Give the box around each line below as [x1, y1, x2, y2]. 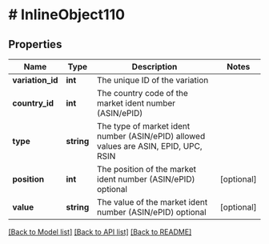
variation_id [12, 74, 58, 86]
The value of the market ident [97, 197, 208, 207]
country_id [12, 98, 54, 109]
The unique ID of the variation [97, 74, 209, 86]
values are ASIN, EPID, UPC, [97, 141, 203, 151]
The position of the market [97, 164, 196, 174]
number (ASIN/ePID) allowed [97, 130, 206, 142]
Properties [8, 38, 62, 51]
